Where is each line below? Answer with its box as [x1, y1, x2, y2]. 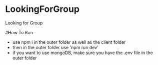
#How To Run [5, 29, 33, 35]
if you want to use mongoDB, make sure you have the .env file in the [12, 50, 153, 56]
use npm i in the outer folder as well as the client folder [12, 39, 126, 45]
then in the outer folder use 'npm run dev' [12, 44, 98, 50]
